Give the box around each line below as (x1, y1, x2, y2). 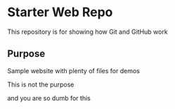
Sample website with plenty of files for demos (7, 66, 141, 75)
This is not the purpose (7, 80, 74, 89)
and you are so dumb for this (7, 94, 91, 102)
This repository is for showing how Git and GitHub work (7, 27, 168, 36)
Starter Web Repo (7, 4, 113, 20)
